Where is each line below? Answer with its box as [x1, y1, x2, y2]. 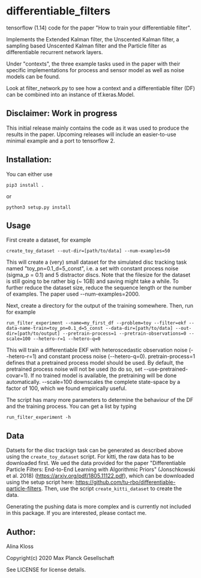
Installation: [6, 154, 52, 165]
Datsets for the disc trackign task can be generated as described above [6, 446, 184, 454]
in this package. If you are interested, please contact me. [6, 510, 147, 517]
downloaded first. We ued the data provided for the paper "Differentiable [6, 460, 186, 467]
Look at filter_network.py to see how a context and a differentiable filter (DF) [6, 84, 196, 91]
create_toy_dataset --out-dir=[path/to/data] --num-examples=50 [6, 248, 170, 254]
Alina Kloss [6, 543, 34, 550]
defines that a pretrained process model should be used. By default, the [6, 359, 184, 367]
